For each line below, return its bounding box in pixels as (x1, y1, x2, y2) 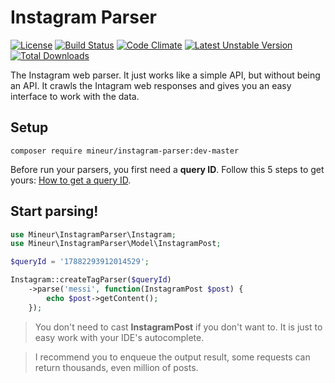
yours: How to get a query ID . (10, 174, 132, 186)
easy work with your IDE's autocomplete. (34, 331, 205, 343)
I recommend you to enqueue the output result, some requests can (34, 351, 311, 363)
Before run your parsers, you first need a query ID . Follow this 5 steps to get (10, 163, 325, 175)
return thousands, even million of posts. (34, 361, 199, 373)
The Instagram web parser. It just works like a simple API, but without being (10, 69, 321, 81)
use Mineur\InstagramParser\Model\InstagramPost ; (10, 239, 222, 249)
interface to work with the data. (10, 90, 140, 102)
